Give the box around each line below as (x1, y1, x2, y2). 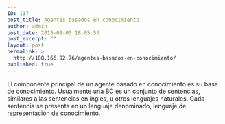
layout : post (7, 42, 45, 49)
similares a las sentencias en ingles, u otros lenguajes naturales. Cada (7, 94, 205, 103)
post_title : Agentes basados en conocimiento (7, 16, 139, 23)
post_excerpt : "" (7, 36, 57, 42)
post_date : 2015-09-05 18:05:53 (7, 29, 99, 36)
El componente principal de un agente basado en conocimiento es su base (7, 79, 218, 88)
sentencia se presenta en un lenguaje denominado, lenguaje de (7, 101, 187, 110)
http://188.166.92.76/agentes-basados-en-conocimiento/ (13, 55, 176, 62)
